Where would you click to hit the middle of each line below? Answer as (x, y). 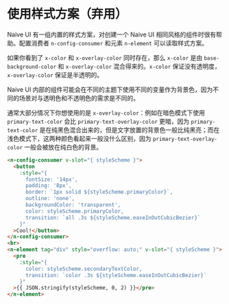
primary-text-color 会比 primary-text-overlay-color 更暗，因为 (98, 121)
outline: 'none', (50, 199)
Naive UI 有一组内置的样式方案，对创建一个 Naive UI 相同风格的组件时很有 (112, 34)
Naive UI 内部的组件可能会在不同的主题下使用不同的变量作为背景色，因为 (110, 89)
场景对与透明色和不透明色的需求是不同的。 (79, 98)
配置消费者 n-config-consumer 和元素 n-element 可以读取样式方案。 (113, 43)
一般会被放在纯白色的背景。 (63, 147)
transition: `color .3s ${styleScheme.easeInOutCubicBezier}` (116, 275)
